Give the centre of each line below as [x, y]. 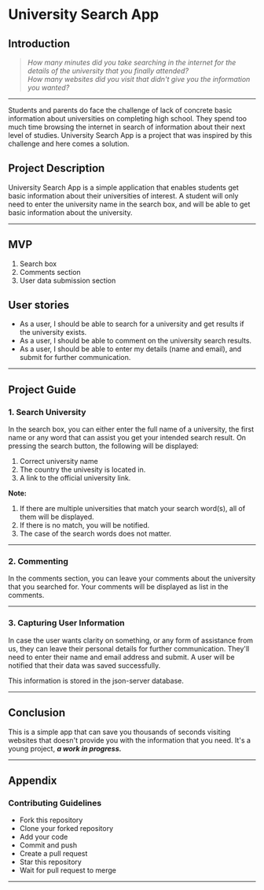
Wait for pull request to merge [68, 870]
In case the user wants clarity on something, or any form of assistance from [131, 640]
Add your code [44, 837]
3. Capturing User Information [66, 623]
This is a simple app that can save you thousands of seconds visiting [119, 732]
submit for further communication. [75, 358]
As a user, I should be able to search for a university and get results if [132, 324]
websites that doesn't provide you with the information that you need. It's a [130, 740]
